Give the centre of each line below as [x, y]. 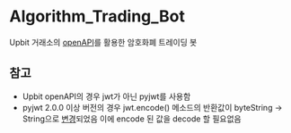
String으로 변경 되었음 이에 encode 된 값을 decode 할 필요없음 [132, 119]
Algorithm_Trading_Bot [97, 17]
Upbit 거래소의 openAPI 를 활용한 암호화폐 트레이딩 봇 [103, 42]
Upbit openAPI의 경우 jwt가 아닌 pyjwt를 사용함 [106, 96]
